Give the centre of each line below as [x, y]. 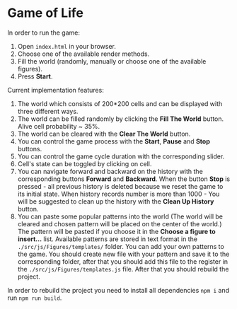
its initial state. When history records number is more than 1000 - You [118, 194]
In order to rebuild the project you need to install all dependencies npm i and [118, 290]
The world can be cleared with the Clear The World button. [104, 134]
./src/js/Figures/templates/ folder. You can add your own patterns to [121, 246]
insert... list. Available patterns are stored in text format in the [108, 239]
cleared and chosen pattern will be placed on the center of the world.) [120, 223]
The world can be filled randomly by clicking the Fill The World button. [121, 119]
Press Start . [35, 76]
